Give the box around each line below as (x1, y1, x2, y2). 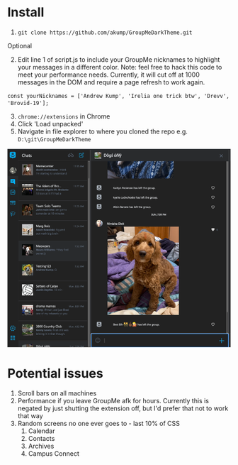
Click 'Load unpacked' (17, 119, 84, 128)
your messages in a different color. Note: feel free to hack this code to (17, 62, 222, 71)
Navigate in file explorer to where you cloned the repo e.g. (17, 127, 188, 136)
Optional (7, 41, 33, 50)
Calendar (28, 427, 55, 435)
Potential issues (7, 366, 104, 382)
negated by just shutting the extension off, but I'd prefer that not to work (17, 404, 229, 412)
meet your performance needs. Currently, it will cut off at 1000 (17, 70, 200, 79)
